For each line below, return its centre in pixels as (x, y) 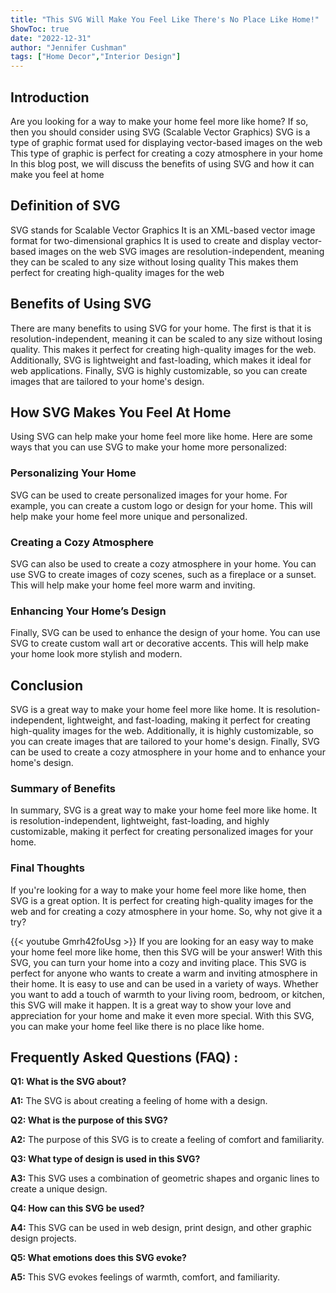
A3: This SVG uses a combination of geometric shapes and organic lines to (165, 1178)
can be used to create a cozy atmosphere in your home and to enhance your (168, 752)
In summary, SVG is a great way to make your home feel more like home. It (163, 810)
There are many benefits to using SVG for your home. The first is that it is (161, 328)
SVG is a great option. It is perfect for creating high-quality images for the (162, 900)
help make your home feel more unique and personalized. (129, 516)
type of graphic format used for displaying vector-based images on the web (166, 142)
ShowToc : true (40, 29)
